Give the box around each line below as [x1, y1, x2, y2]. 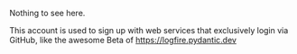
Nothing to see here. [9, 8, 86, 18]
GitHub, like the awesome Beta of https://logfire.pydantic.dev [9, 35, 237, 45]
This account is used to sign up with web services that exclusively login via [9, 25, 289, 35]
